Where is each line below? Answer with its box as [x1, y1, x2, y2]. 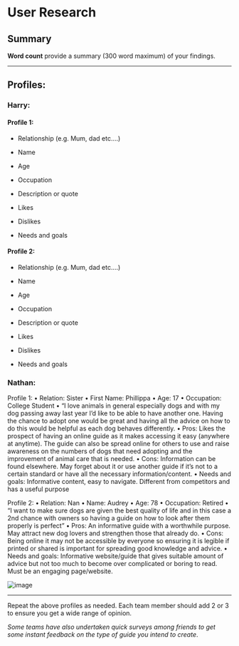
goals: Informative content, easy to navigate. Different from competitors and [7, 478, 230, 486]
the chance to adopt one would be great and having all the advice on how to [7, 417, 230, 425]
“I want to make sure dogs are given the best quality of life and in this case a [7, 506, 232, 515]
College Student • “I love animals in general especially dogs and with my [7, 401, 221, 410]
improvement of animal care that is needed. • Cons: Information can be [7, 455, 216, 463]
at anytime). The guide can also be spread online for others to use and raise [7, 440, 230, 448]
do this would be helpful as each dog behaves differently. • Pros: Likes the [7, 424, 225, 433]
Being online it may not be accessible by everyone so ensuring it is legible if [7, 537, 230, 545]
